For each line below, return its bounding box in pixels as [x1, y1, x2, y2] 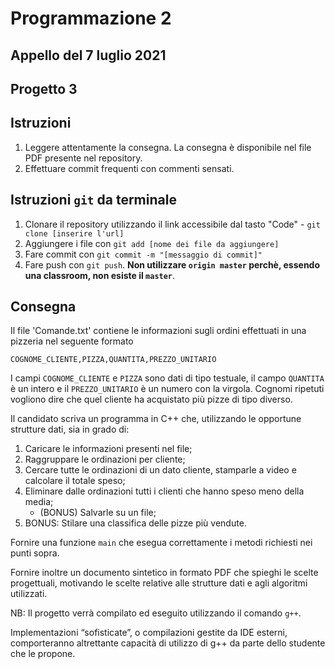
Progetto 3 [10, 80, 78, 97]
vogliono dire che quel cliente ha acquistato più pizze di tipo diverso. [10, 393, 293, 406]
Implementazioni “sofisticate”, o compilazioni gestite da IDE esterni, [10, 627, 288, 639]
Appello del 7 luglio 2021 [10, 47, 167, 64]
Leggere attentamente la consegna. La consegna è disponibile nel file [24, 141, 312, 153]
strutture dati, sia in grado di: [10, 423, 130, 436]
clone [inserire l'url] [24, 228, 125, 239]
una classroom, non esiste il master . [24, 269, 176, 281]
